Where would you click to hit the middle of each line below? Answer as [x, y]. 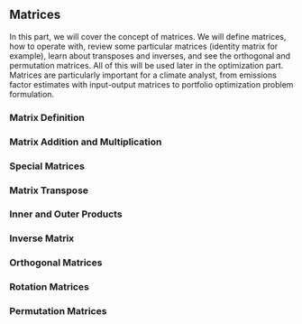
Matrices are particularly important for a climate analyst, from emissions [143, 75]
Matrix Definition [47, 117]
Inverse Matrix [42, 238]
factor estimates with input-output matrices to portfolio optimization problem [151, 84]
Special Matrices [47, 166]
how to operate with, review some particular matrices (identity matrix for [144, 46]
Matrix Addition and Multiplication [86, 142]
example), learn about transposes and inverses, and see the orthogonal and [150, 56]
